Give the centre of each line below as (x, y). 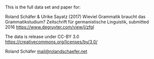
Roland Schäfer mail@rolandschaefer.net (46, 51)
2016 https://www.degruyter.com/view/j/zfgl (50, 27)
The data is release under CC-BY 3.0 (42, 37)
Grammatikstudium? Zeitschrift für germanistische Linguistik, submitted (77, 22)
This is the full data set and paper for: (43, 7)
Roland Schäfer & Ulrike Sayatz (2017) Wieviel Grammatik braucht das (75, 16)
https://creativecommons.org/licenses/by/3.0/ (51, 42)
